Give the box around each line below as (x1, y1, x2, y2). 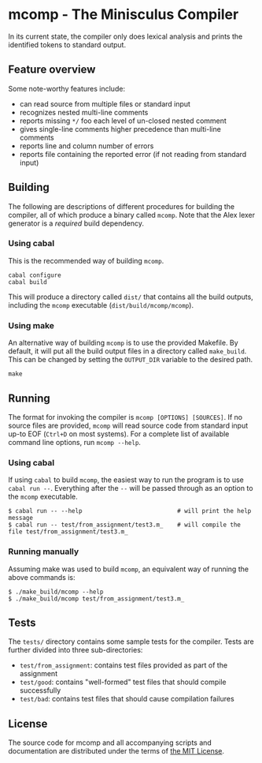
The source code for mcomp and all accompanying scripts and (8, 738, 212, 747)
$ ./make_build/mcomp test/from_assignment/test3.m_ (8, 594, 185, 603)
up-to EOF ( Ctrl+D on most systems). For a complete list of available (8, 428, 230, 439)
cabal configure (8, 271, 61, 279)
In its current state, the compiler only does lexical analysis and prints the (8, 32, 243, 41)
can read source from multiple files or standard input (19, 99, 191, 108)
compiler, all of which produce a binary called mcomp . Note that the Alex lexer (8, 210, 256, 219)
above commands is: (8, 572, 76, 582)
